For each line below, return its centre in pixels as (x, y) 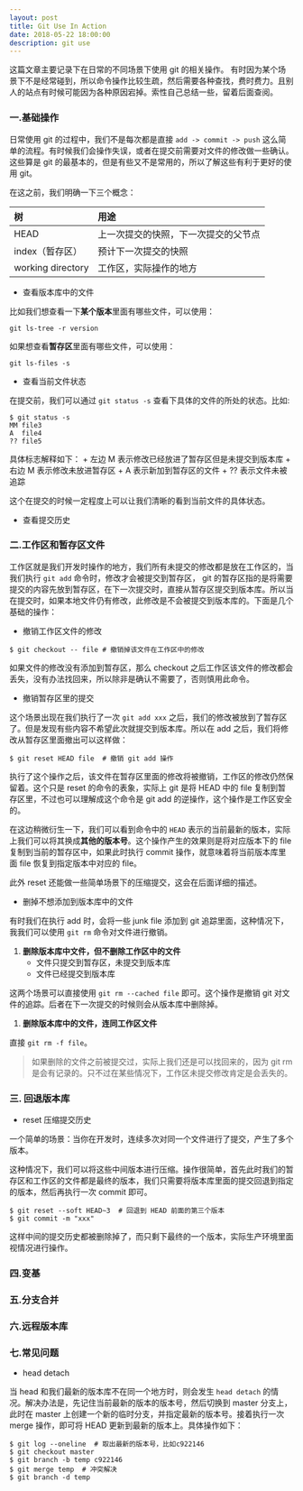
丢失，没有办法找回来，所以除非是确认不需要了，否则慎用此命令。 (132, 678)
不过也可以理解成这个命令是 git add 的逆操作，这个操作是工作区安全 (166, 798)
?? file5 (26, 441)
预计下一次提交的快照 (143, 251)
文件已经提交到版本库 (75, 973)
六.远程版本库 (39, 1326)
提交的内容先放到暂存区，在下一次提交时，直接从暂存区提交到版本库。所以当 (151, 589)
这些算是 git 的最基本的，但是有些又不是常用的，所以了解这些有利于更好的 (147, 161)
